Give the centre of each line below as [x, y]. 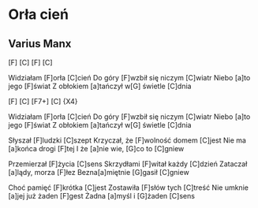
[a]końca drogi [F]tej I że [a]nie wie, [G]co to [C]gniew [96, 149]
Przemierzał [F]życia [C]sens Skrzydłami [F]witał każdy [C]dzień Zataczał [128, 164]
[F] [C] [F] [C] [30, 62]
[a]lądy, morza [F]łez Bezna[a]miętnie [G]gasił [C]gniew [99, 172]
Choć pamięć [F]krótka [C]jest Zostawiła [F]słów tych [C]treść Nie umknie [128, 188]
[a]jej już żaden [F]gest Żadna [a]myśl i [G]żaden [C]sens [102, 196]
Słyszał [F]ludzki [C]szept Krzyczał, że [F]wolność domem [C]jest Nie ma [127, 140]
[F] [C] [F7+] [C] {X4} [43, 101]
